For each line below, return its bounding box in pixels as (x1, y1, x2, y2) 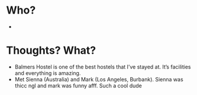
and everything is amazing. (14, 69, 81, 77)
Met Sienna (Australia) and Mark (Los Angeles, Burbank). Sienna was (14, 76, 183, 83)
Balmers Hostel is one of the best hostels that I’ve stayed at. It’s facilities (14, 63, 191, 70)
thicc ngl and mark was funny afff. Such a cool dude (14, 82, 142, 89)
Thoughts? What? (6, 44, 96, 57)
